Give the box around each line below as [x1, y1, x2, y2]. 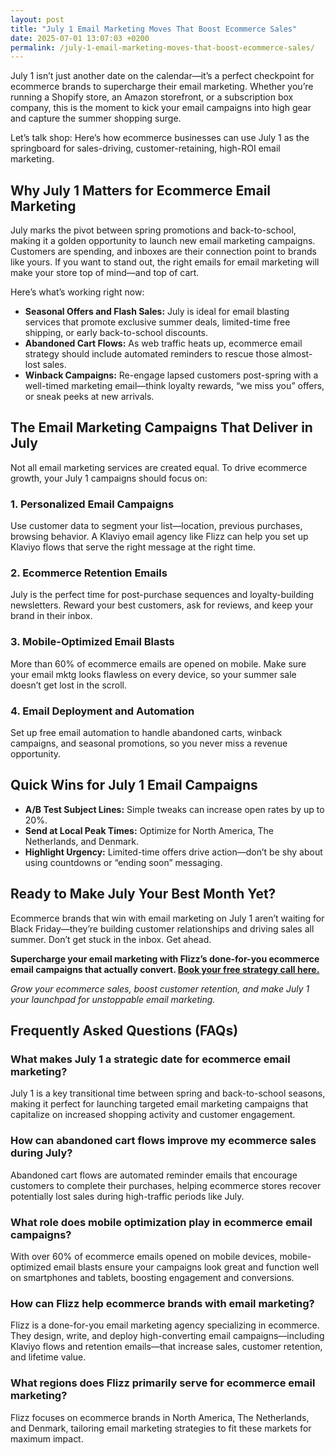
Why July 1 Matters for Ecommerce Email [10, 182, 272, 199]
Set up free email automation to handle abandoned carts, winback [10, 727, 283, 739]
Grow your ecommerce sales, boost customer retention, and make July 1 [10, 982, 310, 995]
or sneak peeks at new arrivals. [24, 391, 155, 403]
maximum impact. [10, 1432, 84, 1445]
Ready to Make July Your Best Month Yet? [10, 886, 277, 903]
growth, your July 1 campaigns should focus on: [10, 472, 208, 484]
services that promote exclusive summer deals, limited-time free [24, 316, 291, 328]
